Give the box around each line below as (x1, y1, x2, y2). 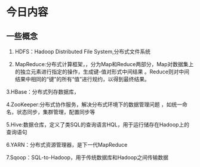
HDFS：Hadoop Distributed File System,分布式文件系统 (14, 48, 151, 55)
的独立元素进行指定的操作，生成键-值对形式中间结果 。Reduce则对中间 (14, 68, 190, 75)
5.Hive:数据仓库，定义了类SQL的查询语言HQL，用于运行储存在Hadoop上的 (6, 121, 190, 128)
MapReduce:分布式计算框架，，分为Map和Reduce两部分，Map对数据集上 (14, 61, 194, 67)
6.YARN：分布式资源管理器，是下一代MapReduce (6, 141, 128, 148)
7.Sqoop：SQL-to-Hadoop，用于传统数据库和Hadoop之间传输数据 (6, 154, 169, 161)
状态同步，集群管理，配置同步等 (16, 109, 96, 115)
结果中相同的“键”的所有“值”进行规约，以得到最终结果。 (14, 76, 150, 82)
